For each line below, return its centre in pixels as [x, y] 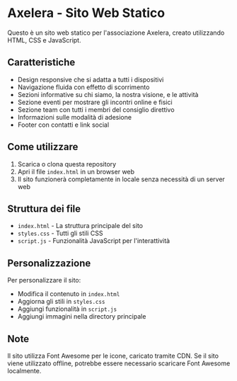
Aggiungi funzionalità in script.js [67, 309]
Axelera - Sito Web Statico [86, 13]
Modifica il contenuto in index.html [69, 294]
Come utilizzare [43, 147]
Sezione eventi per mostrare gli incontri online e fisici [95, 102]
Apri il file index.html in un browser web [76, 171]
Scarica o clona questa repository [67, 164]
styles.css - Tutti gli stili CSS [60, 233]
